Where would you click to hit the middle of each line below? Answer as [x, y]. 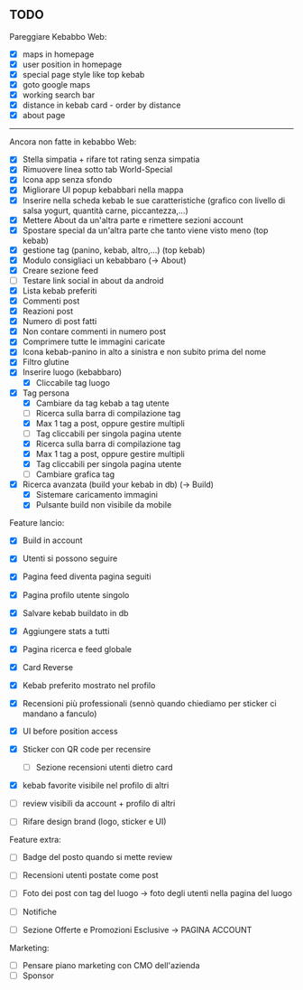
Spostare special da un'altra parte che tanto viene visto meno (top [145, 230]
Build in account [52, 540]
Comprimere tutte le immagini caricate [93, 341]
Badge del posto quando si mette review [97, 857]
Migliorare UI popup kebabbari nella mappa [103, 190]
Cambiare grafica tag [75, 474]
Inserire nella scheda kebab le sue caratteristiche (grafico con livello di [154, 200]
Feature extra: [35, 840]
